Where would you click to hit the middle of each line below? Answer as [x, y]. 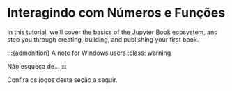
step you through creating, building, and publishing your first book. [103, 39]
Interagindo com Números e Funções [116, 13]
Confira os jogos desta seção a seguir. [62, 80]
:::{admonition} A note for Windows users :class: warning [89, 53]
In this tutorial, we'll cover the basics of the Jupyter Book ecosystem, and [113, 32]
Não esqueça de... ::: [37, 66]
